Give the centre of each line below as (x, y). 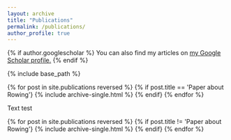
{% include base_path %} (44, 74)
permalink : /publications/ (46, 26)
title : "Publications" (40, 20)
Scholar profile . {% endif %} (48, 61)
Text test (20, 108)
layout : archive (31, 14)
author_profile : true (39, 33)
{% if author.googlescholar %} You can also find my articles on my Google (114, 53)
